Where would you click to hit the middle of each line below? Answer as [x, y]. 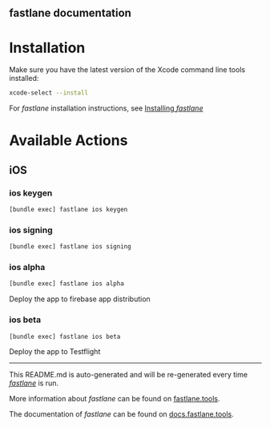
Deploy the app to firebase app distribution [80, 299]
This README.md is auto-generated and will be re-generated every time [128, 375]
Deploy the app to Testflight [55, 352]
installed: [24, 79]
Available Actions [69, 141]
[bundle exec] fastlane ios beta [65, 336]
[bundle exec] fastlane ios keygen [69, 210]
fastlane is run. [34, 383]
